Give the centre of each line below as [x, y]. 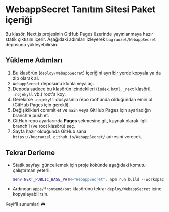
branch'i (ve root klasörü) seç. [44, 126]
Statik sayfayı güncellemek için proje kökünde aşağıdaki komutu [79, 165]
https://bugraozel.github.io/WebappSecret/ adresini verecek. [77, 136]
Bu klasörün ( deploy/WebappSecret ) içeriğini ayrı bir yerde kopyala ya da [87, 73]
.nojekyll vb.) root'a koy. [39, 94]
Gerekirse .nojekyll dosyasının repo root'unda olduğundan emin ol [82, 99]
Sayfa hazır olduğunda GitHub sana [49, 131]
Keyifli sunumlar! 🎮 [26, 204]
